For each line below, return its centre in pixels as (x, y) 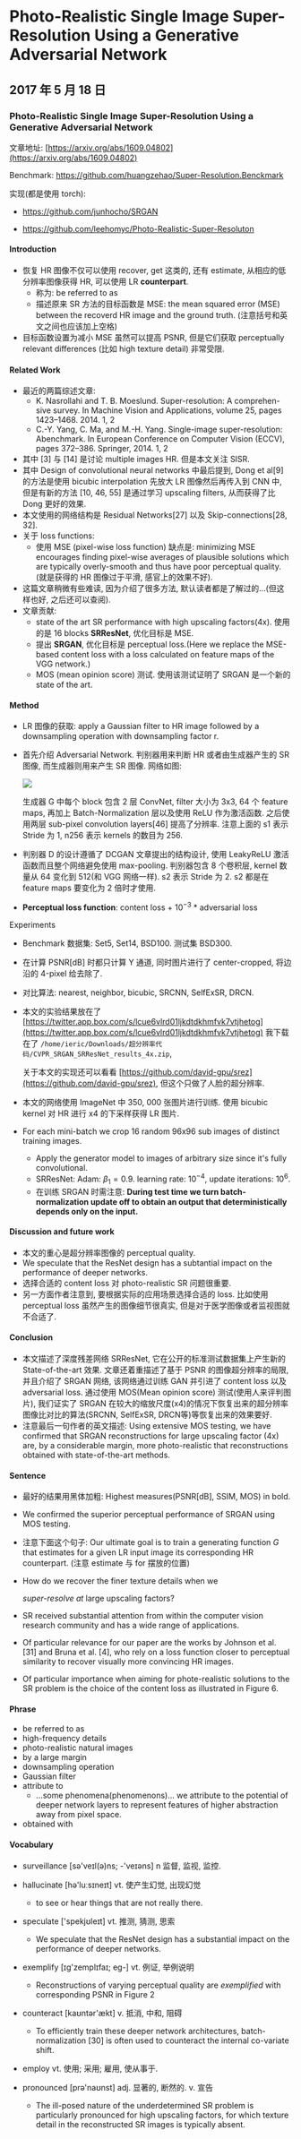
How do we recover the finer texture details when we (120, 1581)
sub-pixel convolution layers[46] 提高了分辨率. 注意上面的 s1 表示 (168, 824)
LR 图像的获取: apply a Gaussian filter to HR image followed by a (141, 726)
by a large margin (55, 1757)
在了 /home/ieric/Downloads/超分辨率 (89, 1044)
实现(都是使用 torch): (48, 193)
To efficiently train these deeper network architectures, (138, 2031)
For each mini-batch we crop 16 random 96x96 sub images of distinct (151, 1131)
